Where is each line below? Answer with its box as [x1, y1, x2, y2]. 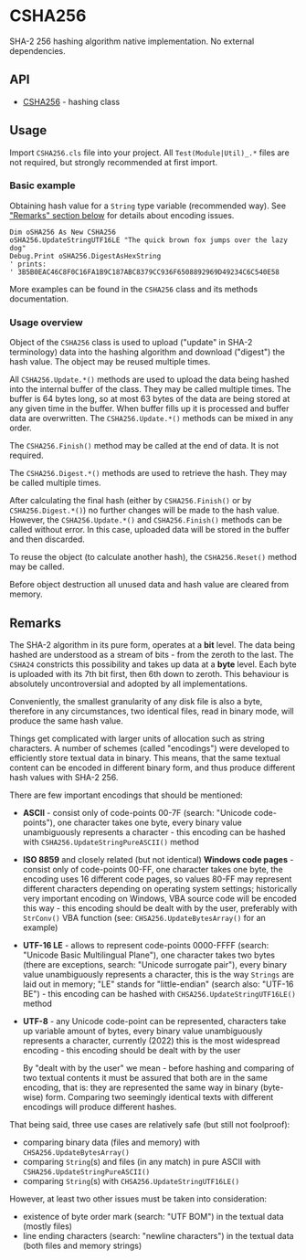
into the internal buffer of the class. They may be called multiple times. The [9, 384, 291, 395]
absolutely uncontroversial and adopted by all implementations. [9, 678, 248, 689]
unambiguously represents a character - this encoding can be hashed [22, 826, 286, 837]
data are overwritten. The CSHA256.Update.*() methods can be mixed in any [9, 413, 294, 424]
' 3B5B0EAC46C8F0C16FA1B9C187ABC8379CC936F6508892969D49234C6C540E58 [9, 267, 280, 277]
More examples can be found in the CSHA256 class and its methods [9, 283, 259, 294]
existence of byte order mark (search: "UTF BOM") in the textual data [22, 1211, 285, 1222]
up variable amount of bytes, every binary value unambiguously [22, 1025, 263, 1036]
